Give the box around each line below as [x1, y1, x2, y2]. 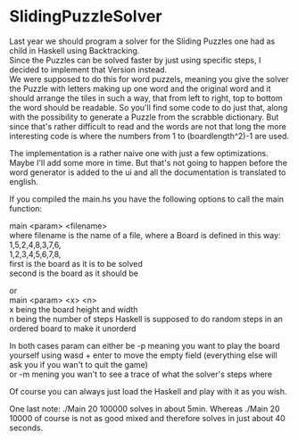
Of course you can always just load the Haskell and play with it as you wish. [9, 386, 287, 396]
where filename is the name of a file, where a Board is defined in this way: [9, 229, 281, 240]
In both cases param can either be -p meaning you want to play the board [9, 340, 281, 351]
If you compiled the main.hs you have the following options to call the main [9, 194, 284, 204]
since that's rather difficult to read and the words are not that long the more [9, 120, 287, 131]
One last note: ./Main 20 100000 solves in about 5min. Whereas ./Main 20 [9, 403, 280, 414]
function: [9, 203, 43, 213]
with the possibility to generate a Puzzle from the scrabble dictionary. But [9, 112, 279, 122]
